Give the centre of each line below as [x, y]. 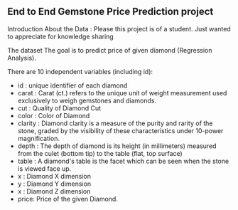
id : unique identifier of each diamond [72, 85]
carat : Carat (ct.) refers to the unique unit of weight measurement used [122, 93]
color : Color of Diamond [54, 115]
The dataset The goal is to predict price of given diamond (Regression [110, 50]
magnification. [39, 138]
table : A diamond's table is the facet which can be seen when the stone [123, 161]
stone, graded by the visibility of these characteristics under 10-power [120, 130]
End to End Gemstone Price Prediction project [110, 12]
